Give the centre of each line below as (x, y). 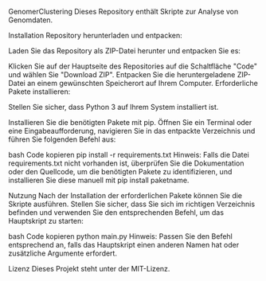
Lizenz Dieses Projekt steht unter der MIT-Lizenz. (89, 269)
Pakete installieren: (39, 92)
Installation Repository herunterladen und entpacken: (96, 35)
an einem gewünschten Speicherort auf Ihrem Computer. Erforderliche (143, 83)
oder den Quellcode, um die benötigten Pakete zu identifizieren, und (120, 172)
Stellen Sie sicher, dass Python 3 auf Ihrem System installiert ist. (113, 107)
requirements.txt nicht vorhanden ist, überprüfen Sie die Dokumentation (126, 163)
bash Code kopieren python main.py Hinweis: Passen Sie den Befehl (121, 236)
